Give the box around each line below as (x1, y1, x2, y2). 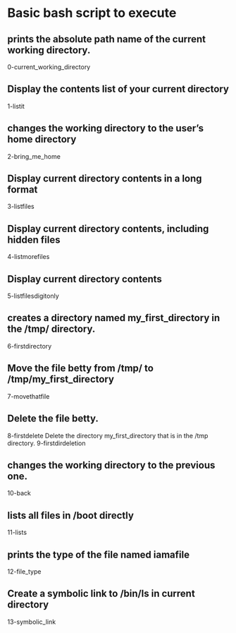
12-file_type (7, 567, 42, 576)
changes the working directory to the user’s (7, 122, 204, 135)
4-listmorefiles (7, 253, 50, 261)
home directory (7, 133, 77, 145)
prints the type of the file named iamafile (7, 548, 190, 560)
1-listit (7, 102, 25, 110)
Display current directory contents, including (7, 222, 209, 234)
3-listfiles (7, 203, 35, 211)
